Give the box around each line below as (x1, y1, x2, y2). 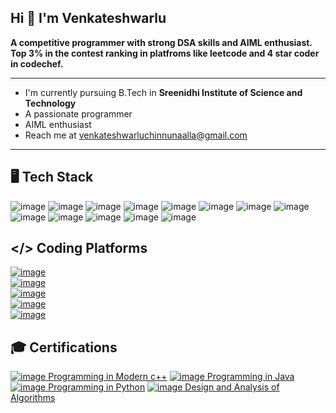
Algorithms (10, 392, 56, 404)
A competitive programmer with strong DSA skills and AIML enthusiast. (10, 36, 313, 48)
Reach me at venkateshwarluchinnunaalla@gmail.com (24, 129, 248, 141)
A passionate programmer (24, 107, 133, 120)
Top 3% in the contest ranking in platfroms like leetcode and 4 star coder (10, 47, 320, 59)
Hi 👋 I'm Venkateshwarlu (10, 10, 167, 27)
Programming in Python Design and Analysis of (48, 381, 280, 393)
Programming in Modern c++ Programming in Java (48, 371, 295, 383)
